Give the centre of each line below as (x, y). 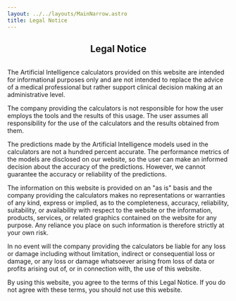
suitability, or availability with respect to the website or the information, (110, 210)
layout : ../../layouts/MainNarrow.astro (68, 14)
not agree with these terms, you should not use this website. (95, 290)
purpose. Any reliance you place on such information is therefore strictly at (116, 225)
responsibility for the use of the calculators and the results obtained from (113, 123)
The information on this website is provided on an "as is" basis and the (110, 188)
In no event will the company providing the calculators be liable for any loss (117, 246)
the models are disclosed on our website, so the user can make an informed (117, 159)
